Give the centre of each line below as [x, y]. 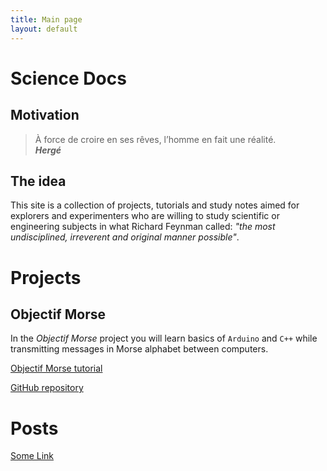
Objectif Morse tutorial [56, 368]
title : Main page [46, 19]
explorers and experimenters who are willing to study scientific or [145, 216]
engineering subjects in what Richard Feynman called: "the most [143, 227]
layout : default [44, 29]
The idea [38, 181]
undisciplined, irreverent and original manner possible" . [125, 237]
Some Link [32, 456]
